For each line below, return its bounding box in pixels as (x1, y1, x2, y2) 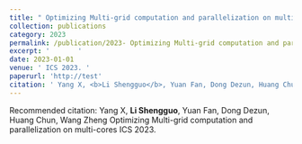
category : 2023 (9, 30, 67, 39)
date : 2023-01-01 (9, 55, 75, 64)
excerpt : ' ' (9, 47, 83, 56)
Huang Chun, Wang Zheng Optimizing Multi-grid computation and (9, 114, 253, 125)
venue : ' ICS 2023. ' (9, 64, 91, 73)
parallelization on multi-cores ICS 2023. (9, 123, 156, 135)
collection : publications (9, 22, 106, 31)
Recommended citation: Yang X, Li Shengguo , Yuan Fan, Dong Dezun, (9, 104, 270, 115)
